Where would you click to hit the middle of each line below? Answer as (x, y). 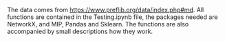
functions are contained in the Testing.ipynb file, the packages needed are (112, 17)
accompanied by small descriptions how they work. (80, 31)
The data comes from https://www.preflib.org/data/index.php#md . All (106, 10)
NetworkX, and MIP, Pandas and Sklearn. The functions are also (98, 24)
